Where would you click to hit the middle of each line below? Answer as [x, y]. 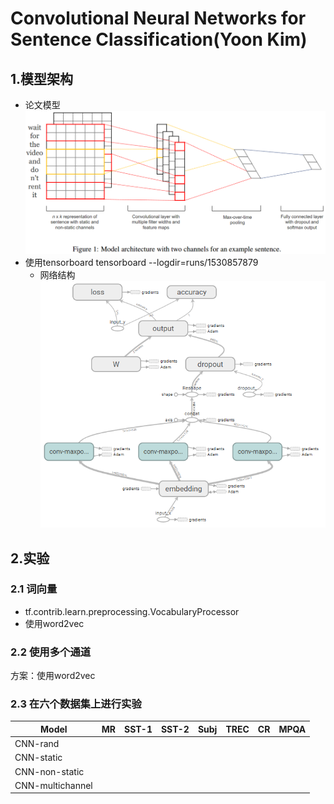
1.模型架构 [42, 78]
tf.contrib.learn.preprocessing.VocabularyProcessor [132, 611]
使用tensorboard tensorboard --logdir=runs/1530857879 [141, 263]
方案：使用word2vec [53, 676]
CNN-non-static [49, 771]
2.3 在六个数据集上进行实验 [76, 704]
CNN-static [38, 758]
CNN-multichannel [53, 785]
